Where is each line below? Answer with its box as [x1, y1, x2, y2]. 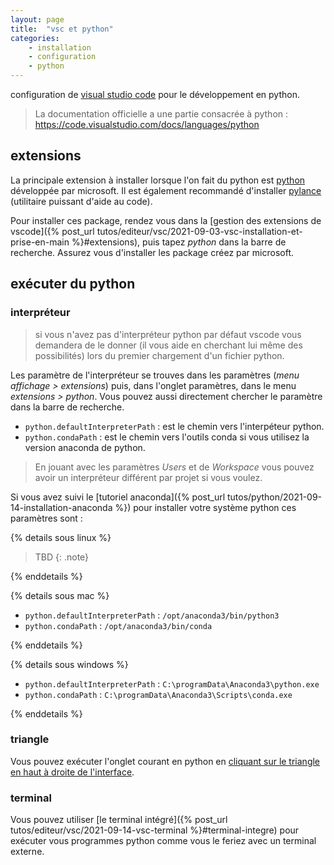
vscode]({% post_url [10, 225, 95, 237]
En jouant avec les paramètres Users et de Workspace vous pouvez [34, 461, 315, 473]
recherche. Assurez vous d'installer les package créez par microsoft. [10, 246, 295, 258]
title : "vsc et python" [10, 24, 114, 34]
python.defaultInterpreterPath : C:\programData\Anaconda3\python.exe [24, 677, 320, 690]
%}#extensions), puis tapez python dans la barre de [71, 236, 287, 248]
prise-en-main [10, 236, 70, 248]
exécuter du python [10, 276, 136, 293]
